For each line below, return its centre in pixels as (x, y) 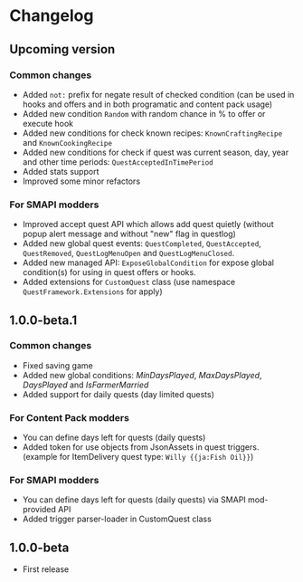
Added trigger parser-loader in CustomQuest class (117, 519)
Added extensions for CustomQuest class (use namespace (129, 282)
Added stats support (61, 171)
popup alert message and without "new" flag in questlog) (129, 234)
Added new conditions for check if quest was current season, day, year (156, 152)
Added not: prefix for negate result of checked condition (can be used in (158, 94)
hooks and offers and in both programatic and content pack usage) (147, 104)
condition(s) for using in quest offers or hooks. (109, 272)
